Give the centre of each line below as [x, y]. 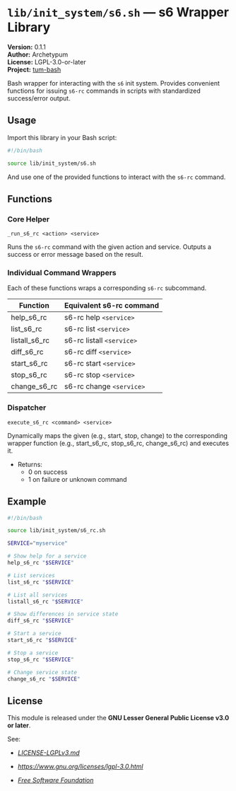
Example [27, 502]
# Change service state [42, 672]
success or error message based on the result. [75, 255]
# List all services [38, 595]
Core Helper [29, 219]
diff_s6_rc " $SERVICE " [41, 621]
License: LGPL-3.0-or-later [47, 62]
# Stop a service [33, 653]
